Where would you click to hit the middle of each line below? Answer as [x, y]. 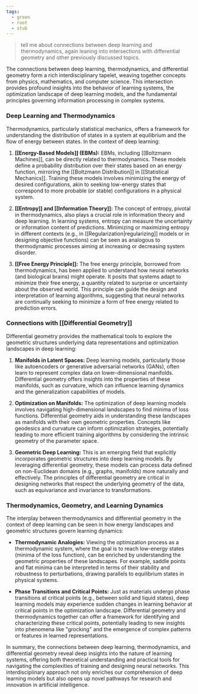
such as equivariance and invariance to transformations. [83, 490]
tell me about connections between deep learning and [86, 45]
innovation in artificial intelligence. [48, 685]
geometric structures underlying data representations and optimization [92, 342]
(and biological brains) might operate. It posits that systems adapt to [98, 277]
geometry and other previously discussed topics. [80, 57]
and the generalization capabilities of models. [70, 391]
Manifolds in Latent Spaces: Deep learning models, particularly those [100, 360]
